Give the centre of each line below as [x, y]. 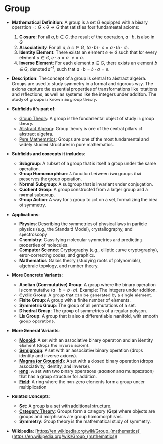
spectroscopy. [34, 234]
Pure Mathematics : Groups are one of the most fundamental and [84, 139]
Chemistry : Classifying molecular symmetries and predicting [81, 239]
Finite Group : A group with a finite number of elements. [75, 300]
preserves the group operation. [50, 179]
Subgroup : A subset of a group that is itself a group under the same [87, 163]
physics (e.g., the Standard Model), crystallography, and [76, 229]
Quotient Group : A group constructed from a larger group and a [83, 189]
